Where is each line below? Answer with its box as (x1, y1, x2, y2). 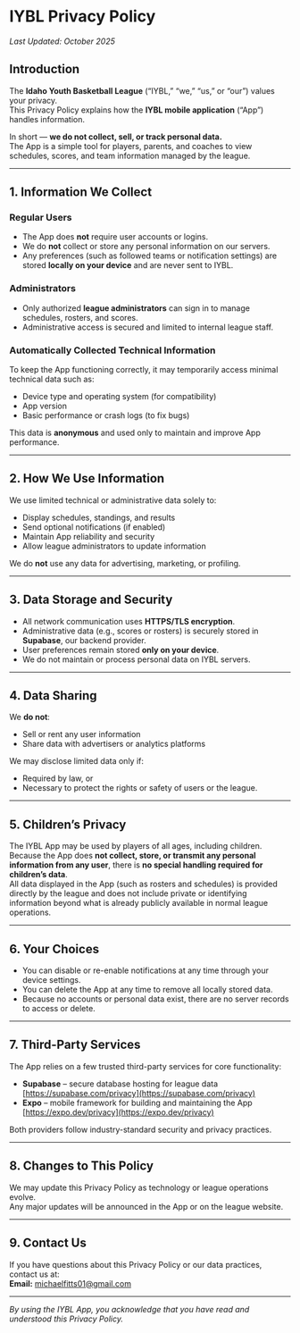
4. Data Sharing (9, 688, 97, 703)
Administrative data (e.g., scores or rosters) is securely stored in (21, 625, 259, 636)
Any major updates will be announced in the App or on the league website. (9, 1201, 284, 1211)
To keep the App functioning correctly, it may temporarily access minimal (9, 365, 279, 375)
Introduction (9, 62, 80, 77)
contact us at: (9, 1269, 60, 1279)
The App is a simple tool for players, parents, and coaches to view (9, 140, 253, 151)
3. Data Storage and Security (9, 592, 173, 608)
